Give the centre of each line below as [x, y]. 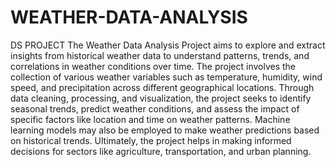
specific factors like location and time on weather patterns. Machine [150, 119]
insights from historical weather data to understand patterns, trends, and [160, 55]
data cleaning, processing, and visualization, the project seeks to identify [161, 98]
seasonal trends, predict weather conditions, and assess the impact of [155, 108]
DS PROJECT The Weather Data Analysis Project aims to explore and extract [168, 45]
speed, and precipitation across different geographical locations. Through [162, 87]
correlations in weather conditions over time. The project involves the [153, 66]
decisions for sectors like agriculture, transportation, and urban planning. [161, 151]
